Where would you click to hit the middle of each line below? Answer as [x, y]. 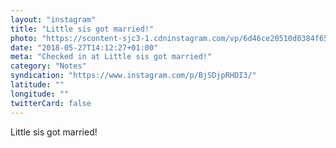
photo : [24, 38]
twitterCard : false [51, 103]
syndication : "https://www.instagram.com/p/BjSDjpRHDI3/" [133, 76]
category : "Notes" [48, 66]
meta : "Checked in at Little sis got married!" [111, 57]
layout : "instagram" [53, 19]
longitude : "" [40, 94]
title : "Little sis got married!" [82, 29]
